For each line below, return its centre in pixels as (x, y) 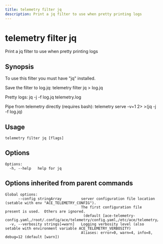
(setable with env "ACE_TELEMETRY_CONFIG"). (51, 203)
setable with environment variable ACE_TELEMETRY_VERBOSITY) (68, 228)
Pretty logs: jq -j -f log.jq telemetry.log (43, 97)
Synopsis (19, 67)
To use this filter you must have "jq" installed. (50, 79)
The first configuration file (111, 207)
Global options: (21, 195)
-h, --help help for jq (36, 168)
